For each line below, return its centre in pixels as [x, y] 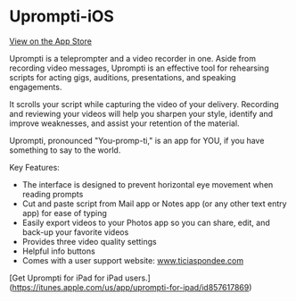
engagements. [36, 87]
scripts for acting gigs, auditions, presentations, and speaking [123, 77]
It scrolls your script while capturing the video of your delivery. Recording [144, 104]
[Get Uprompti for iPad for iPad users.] [80, 278]
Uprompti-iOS [62, 17]
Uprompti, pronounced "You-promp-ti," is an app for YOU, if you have [137, 140]
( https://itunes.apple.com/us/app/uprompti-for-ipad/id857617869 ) [131, 287]
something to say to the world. [65, 150]
